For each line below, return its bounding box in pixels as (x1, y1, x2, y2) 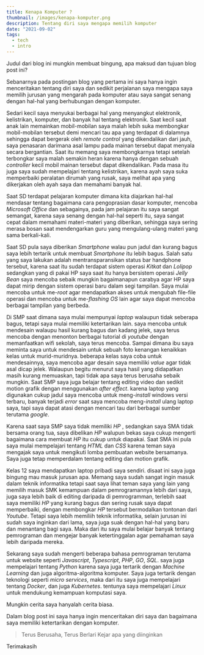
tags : (6, 32, 20, 38)
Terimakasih (6, 642, 37, 650)
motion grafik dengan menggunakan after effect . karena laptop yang (6, 385, 179, 392)
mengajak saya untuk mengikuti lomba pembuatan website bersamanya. (6, 448, 188, 455)
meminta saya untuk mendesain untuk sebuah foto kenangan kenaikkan (6, 346, 187, 353)
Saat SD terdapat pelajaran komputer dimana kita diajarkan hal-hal (6, 192, 173, 200)
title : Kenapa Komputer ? (6, 9, 72, 15)
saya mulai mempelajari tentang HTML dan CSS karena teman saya (6, 442, 175, 449)
